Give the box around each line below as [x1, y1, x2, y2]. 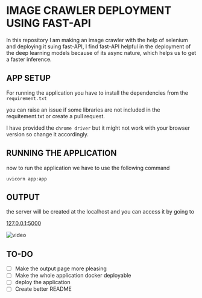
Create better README [14, 285, 72, 293]
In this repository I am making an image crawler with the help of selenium [6, 36, 188, 43]
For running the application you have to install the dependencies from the [6, 89, 189, 97]
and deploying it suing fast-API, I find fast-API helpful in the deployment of [6, 43, 191, 50]
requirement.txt [6, 95, 47, 101]
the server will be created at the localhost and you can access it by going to [6, 208, 195, 215]
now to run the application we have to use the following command [6, 164, 170, 171]
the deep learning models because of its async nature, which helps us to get [6, 49, 197, 56]
